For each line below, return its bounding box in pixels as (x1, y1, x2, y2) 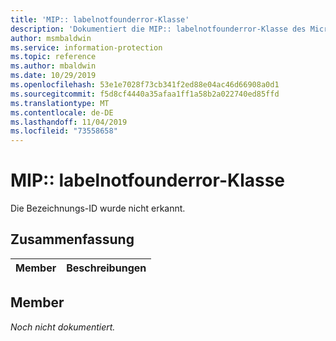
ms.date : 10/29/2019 (10, 71, 97, 81)
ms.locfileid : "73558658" (10, 126, 118, 136)
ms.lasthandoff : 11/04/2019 (10, 117, 128, 127)
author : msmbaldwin (10, 33, 92, 43)
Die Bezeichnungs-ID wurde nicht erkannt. (10, 202, 186, 215)
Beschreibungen (66, 261, 147, 275)
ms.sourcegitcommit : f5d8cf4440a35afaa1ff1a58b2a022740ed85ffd (10, 89, 280, 99)
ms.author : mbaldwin (10, 61, 97, 71)
